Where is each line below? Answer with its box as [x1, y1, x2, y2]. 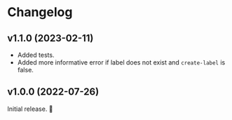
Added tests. [17, 51, 55, 59]
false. [17, 66, 34, 74]
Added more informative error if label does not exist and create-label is [17, 58, 226, 67]
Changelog [7, 4, 73, 20]
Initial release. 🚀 [7, 105, 54, 113]
